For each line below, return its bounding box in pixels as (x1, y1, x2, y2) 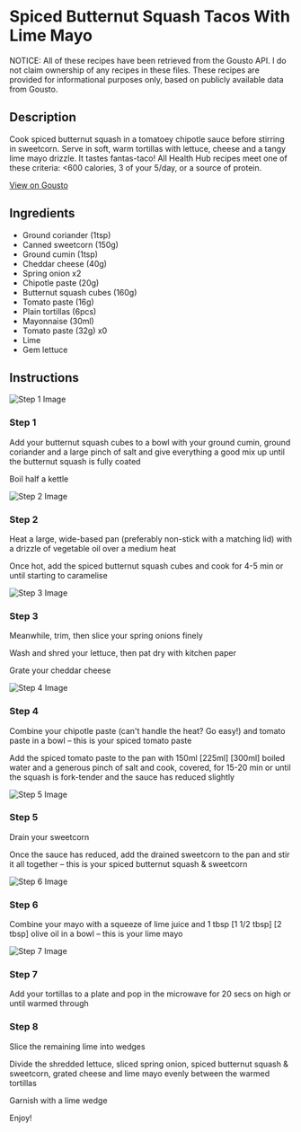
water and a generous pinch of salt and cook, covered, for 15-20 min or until (9, 762, 291, 773)
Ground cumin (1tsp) (22, 249, 99, 260)
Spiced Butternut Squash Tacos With (9, 6, 290, 27)
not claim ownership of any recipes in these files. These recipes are (9, 65, 261, 75)
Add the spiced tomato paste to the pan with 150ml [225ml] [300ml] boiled (9, 752, 286, 763)
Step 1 (9, 416, 37, 429)
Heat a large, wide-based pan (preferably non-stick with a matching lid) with (9, 533, 293, 544)
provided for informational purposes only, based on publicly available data (9, 74, 285, 84)
